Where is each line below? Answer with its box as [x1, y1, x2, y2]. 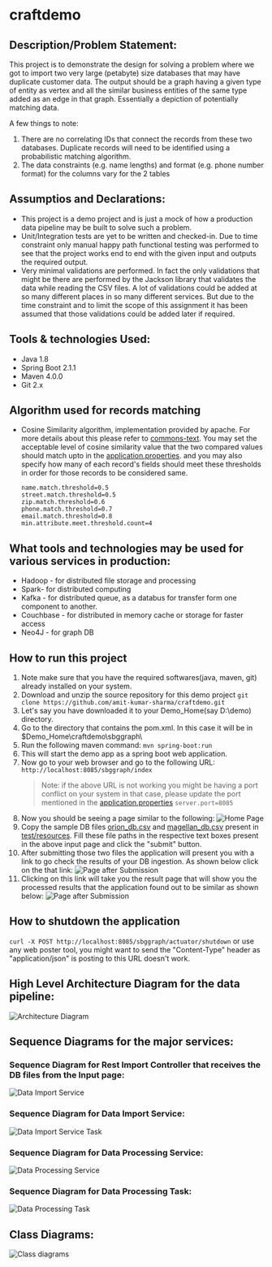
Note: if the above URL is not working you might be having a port [41, 780, 258, 790]
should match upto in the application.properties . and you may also [20, 451, 243, 461]
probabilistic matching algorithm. [20, 152, 132, 161]
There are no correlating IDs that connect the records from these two [20, 134, 253, 144]
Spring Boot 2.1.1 [20, 362, 76, 372]
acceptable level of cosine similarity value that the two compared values [20, 442, 263, 452]
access [20, 619, 45, 629]
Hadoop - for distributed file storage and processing [20, 575, 196, 586]
